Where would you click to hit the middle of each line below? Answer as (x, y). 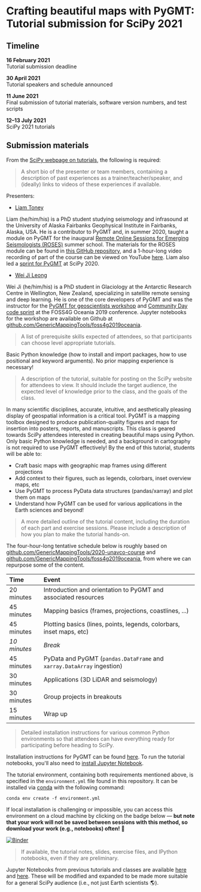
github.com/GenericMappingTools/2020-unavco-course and (81, 552)
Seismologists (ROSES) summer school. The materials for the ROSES (91, 244)
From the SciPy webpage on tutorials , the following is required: (84, 160)
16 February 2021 (28, 60)
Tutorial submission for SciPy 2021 (94, 24)
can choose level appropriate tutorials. (68, 343)
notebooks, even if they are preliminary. (70, 858)
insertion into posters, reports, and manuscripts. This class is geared (91, 428)
